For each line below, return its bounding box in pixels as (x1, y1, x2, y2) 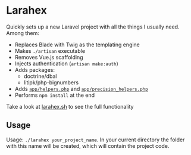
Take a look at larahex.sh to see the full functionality (6, 103, 134, 110)
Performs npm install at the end (14, 91, 95, 99)
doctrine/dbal (23, 72, 57, 80)
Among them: (6, 29, 40, 36)
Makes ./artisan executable (14, 47, 85, 54)
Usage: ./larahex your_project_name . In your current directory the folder (6, 136, 185, 143)
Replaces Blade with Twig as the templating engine (14, 41, 140, 48)
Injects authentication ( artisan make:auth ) (14, 60, 119, 67)
